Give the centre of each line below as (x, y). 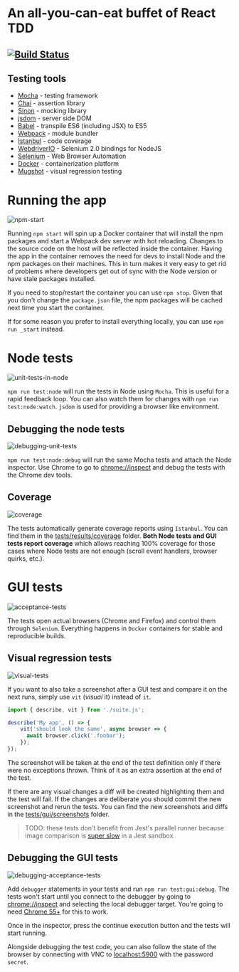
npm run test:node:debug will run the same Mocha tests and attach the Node (119, 460)
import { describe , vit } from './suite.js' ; (76, 709)
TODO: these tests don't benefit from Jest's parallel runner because (124, 828)
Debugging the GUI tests (63, 858)
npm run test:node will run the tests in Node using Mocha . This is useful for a (118, 391)
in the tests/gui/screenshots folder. (59, 814)
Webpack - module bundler (58, 134)
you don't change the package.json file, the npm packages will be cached (115, 300)
